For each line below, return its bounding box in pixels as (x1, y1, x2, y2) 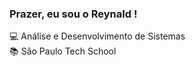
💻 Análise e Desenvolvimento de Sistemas (9, 30, 186, 42)
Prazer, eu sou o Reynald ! (9, 7, 138, 21)
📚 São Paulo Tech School (9, 45, 117, 57)
